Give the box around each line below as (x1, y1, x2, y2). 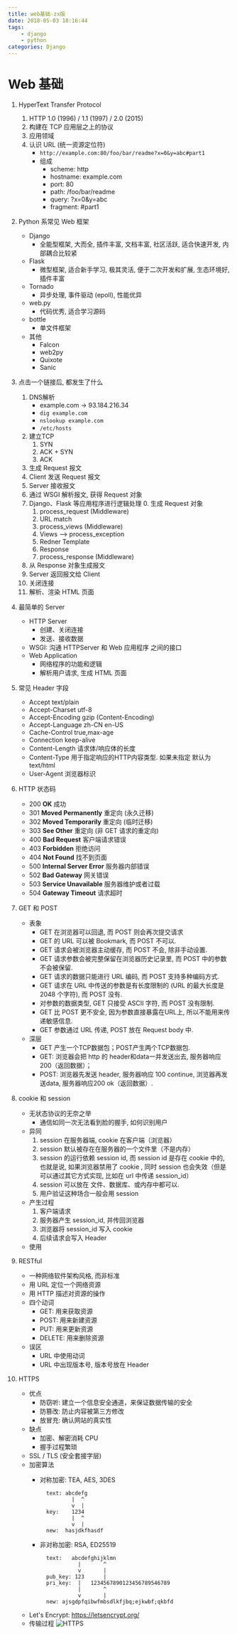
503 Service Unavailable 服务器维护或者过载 (28, 879, 160, 888)
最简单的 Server (18, 603, 65, 611)
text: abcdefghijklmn (45, 1554, 116, 1561)
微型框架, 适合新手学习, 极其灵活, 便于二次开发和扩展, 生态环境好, (39, 265, 230, 274)
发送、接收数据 (39, 634, 84, 642)
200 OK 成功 (28, 800, 67, 808)
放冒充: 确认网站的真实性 (39, 1416, 112, 1424)
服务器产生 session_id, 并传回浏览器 (39, 1216, 145, 1224)
